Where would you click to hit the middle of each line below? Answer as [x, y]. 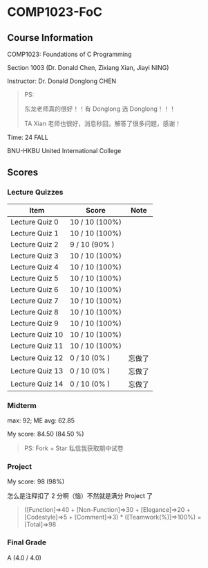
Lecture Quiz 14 [37, 384]
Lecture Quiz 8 [35, 312]
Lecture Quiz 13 [37, 371]
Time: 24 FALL [28, 137]
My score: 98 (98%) [36, 481]
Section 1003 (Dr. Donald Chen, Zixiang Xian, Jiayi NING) [88, 68]
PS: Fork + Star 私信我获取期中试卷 [74, 448]
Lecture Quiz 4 [35, 267]
